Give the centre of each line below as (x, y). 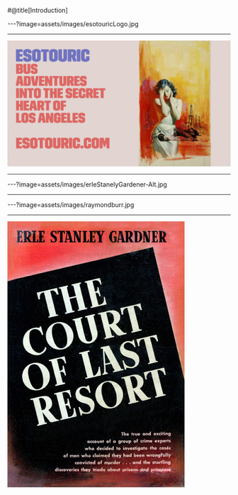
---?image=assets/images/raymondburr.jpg (71, 204)
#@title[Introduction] (38, 10)
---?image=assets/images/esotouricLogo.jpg (73, 24)
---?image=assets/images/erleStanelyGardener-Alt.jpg (87, 184)
